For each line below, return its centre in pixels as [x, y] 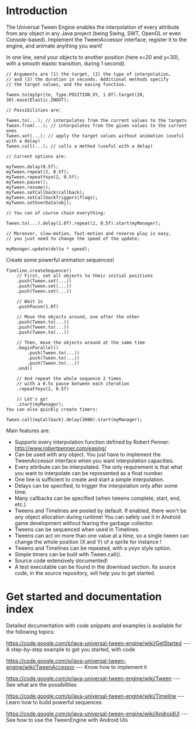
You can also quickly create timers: [52, 409]
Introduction [37, 11]
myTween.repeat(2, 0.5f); [37, 172]
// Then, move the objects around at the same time [81, 342]
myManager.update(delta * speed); [48, 249]
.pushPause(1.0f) [38, 307]
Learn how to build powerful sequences [54, 702]
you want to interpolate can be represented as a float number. [89, 473]
